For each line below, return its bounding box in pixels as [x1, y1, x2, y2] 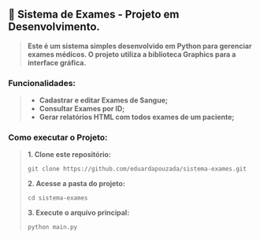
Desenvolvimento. [8, 21, 101, 34]
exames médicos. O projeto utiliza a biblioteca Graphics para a [27, 49, 236, 59]
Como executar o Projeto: [8, 132, 108, 143]
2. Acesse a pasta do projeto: [27, 179, 126, 189]
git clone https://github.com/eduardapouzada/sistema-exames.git [27, 165, 247, 174]
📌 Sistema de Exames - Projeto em [8, 8, 180, 21]
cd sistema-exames [27, 194, 88, 202]
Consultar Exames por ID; [39, 104, 125, 114]
